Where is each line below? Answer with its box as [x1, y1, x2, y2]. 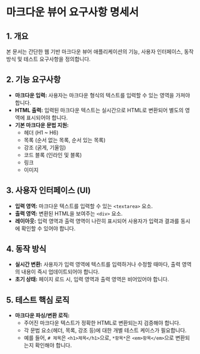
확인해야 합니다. [35, 341, 72, 349]
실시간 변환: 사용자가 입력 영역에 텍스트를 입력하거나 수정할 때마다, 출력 [14, 261, 181, 268]
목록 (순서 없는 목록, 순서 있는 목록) [23, 136, 106, 143]
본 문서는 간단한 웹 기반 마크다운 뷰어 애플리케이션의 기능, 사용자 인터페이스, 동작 [6, 48, 194, 55]
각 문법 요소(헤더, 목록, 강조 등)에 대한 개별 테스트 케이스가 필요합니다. [23, 327, 187, 334]
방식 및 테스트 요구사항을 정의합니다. [6, 56, 91, 63]
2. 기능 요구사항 [6, 75, 61, 85]
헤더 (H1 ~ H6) [23, 129, 59, 136]
